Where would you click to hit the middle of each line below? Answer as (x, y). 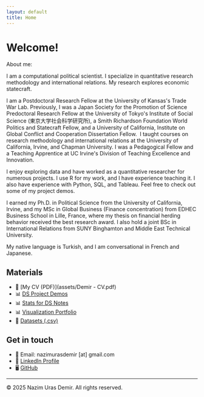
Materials (25, 272)
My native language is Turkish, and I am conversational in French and (93, 247)
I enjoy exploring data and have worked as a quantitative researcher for (96, 172)
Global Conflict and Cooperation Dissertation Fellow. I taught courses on (97, 134)
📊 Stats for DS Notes (42, 303)
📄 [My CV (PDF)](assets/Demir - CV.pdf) (66, 287)
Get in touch (30, 340)
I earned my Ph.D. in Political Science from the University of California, (94, 203)
